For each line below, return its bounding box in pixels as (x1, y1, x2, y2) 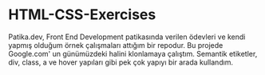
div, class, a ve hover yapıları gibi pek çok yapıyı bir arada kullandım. (8, 57, 234, 67)
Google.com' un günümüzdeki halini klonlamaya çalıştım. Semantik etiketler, (8, 49, 258, 58)
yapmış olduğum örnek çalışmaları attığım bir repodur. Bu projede (8, 40, 223, 49)
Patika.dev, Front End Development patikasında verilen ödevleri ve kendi (8, 32, 246, 41)
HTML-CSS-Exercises (8, 6, 156, 24)
